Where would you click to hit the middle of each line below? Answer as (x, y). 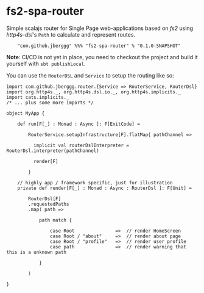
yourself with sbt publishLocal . (46, 63)
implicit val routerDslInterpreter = (81, 145)
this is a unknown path (37, 252)
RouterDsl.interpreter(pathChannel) (53, 151)
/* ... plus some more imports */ (50, 103)
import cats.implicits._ (38, 97)
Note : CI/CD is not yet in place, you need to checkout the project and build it (102, 57)
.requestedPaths (49, 204)
